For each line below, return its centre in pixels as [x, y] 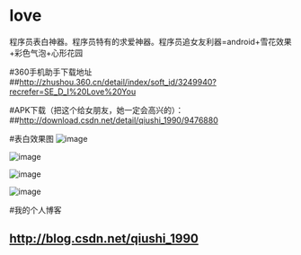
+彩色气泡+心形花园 [46, 53]
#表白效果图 [31, 138]
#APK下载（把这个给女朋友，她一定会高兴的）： [97, 110]
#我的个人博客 [35, 210]
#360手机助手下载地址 [51, 72]
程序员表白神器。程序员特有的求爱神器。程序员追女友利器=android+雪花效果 [150, 41]
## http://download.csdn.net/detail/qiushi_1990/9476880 [114, 120]
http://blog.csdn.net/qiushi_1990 [104, 239]
